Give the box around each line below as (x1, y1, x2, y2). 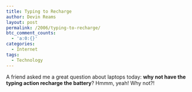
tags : (6, 52, 19, 58)
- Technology (11, 57, 43, 63)
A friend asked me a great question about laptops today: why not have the (6, 73, 186, 80)
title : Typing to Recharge (6, 8, 72, 15)
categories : (6, 41, 35, 47)
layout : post (6, 19, 38, 25)
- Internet (11, 47, 38, 52)
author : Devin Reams (6, 14, 57, 20)
